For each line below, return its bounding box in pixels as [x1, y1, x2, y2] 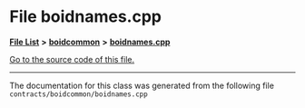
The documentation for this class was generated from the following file [9, 80, 275, 91]
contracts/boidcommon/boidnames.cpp [9, 89, 148, 99]
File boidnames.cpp [9, 6, 162, 27]
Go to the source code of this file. [9, 54, 135, 64]
